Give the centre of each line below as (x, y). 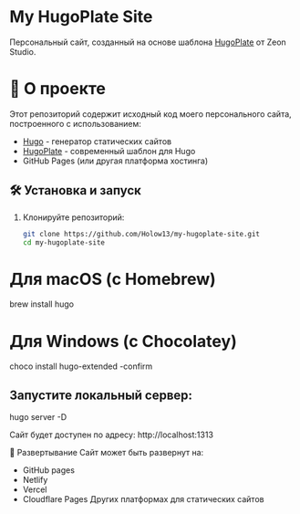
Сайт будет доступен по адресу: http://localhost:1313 (112, 435)
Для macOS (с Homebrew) (113, 279)
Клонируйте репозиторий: (73, 217)
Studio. (23, 51)
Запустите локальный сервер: (101, 395)
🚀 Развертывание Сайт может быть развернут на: (107, 453)
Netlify (35, 480)
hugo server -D (38, 417)
